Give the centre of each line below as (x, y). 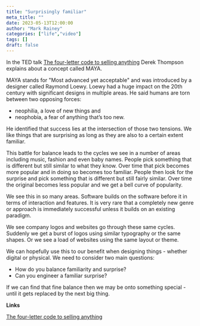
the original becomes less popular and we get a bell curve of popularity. (95, 185)
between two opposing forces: (44, 99)
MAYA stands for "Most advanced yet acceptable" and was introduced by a (99, 80)
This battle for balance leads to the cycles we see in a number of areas (93, 153)
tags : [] (17, 39)
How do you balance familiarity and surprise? (70, 269)
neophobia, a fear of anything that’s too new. (70, 117)
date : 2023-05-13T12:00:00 (40, 23)
